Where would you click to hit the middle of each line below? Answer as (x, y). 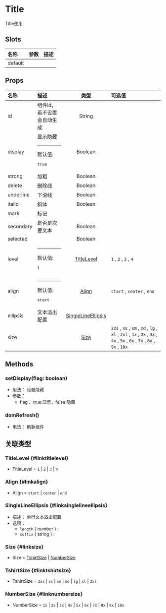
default (16, 63)
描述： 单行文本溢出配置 (37, 517)
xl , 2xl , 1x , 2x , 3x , (134, 334)
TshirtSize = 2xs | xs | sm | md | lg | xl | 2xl (54, 581)
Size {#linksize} (24, 547)
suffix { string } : (37, 534)
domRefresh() (22, 415)
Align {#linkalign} (27, 482)
